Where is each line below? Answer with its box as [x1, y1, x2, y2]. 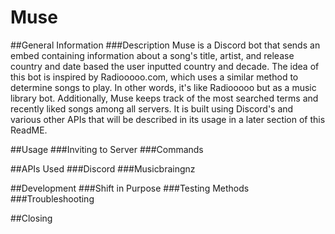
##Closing [10, 212, 53, 224]
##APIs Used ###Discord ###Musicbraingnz [10, 162, 196, 175]
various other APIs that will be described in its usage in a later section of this [10, 113, 326, 125]
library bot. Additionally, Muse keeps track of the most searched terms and [10, 92, 319, 104]
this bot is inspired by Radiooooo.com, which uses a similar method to [10, 71, 299, 83]
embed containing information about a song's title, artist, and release [10, 49, 295, 61]
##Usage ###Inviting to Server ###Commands [10, 143, 204, 155]
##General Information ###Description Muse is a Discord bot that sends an [10, 39, 321, 51]
